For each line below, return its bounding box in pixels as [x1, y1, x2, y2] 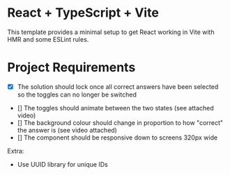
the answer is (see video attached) [17, 126, 117, 134]
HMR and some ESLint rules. [7, 35, 89, 43]
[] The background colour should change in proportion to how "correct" [17, 118, 224, 126]
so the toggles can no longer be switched [17, 90, 137, 99]
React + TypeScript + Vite [7, 5, 159, 21]
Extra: [7, 147, 24, 155]
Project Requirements [7, 60, 136, 76]
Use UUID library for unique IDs [17, 160, 108, 168]
